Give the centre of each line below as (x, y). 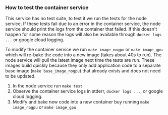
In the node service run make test (47, 86)
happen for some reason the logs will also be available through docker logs (83, 35)
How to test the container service (47, 8)
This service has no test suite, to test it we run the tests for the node (76, 19)
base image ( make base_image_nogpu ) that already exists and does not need (83, 71)
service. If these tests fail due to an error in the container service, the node (83, 24)
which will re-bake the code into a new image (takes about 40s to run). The (83, 55)
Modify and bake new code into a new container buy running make (81, 102)
